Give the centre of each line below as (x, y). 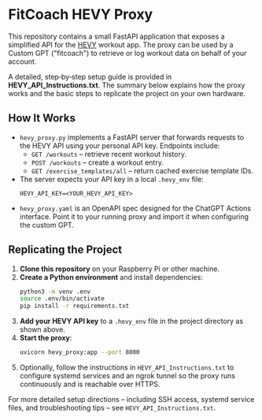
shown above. (42, 329)
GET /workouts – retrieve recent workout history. (109, 154)
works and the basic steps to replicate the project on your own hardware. (127, 93)
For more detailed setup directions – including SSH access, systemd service (131, 400)
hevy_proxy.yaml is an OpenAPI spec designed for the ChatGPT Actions (135, 208)
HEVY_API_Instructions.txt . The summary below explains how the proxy (127, 85)
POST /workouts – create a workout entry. (97, 162)
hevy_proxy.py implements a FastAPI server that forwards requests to (132, 137)
